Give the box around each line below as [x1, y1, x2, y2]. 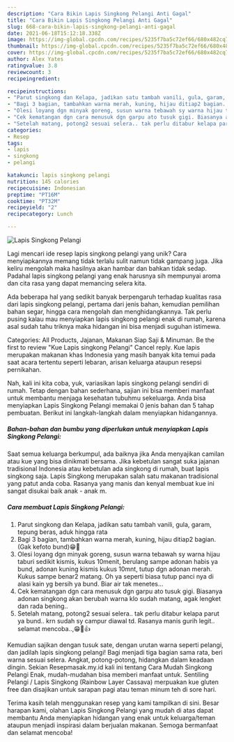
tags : [7, 140, 23, 147]
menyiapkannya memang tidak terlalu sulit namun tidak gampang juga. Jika [7, 257, 223, 265]
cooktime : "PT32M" [7, 198, 61, 205]
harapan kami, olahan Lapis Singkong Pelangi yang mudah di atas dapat [7, 706, 214, 714]
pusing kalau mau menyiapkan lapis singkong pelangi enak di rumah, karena [7, 315, 226, 323]
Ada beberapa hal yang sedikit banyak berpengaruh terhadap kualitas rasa [7, 292, 221, 301]
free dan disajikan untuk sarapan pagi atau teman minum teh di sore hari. [7, 685, 217, 693]
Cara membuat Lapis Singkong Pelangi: [7, 503, 125, 511]
